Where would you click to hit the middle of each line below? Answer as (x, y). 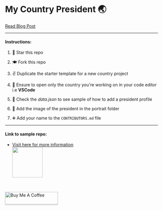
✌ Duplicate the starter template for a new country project (70, 74)
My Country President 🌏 (56, 9)
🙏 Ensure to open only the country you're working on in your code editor (84, 85)
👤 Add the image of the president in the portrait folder (66, 109)
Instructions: (18, 42)
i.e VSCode (24, 90)
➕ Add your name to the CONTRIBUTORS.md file (57, 118)
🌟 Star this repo (28, 52)
